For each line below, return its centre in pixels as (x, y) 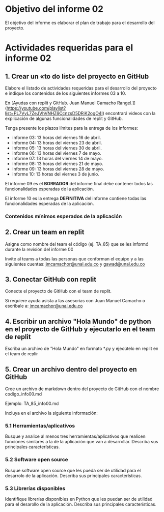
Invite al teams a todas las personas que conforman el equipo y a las (74, 258)
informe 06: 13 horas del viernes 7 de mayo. (57, 153)
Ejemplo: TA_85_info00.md (32, 403)
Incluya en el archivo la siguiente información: (52, 413)
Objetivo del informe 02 (54, 9)
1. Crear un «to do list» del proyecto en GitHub (77, 76)
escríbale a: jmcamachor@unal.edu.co (44, 306)
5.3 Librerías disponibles (35, 488)
